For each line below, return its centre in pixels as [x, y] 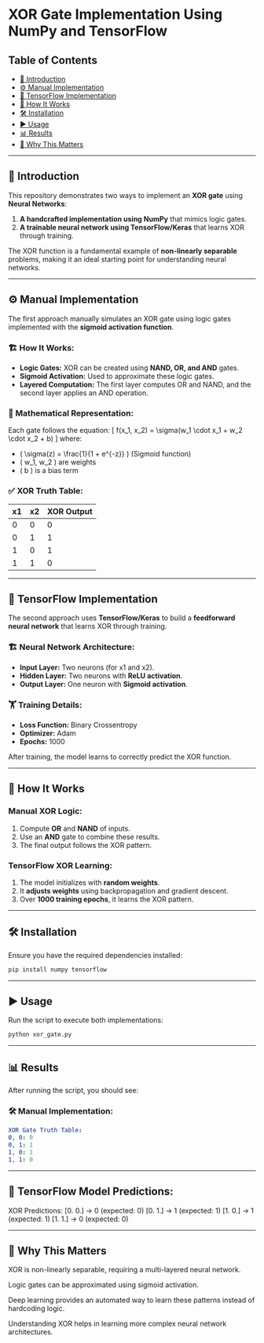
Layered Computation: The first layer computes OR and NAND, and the [135, 384]
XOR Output [70, 511]
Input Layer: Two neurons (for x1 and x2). [87, 667]
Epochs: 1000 [42, 741]
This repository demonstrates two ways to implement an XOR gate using [126, 195]
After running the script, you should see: [73, 1091]
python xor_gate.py [40, 1035]
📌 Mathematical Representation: [71, 413]
